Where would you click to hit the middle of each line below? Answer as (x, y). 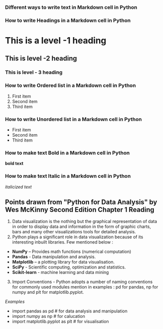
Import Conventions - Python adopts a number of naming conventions (82, 282)
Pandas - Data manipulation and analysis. (54, 257)
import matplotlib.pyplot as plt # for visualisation (61, 322)
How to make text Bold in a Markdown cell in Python (67, 153)
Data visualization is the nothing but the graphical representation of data (84, 222)
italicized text (18, 186)
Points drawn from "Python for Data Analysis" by (81, 202)
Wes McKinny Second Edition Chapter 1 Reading (80, 210)
